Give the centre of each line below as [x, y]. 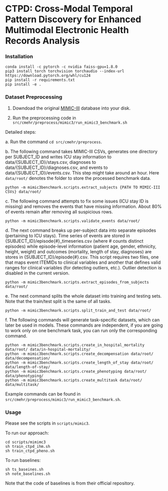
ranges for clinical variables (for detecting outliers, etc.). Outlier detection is [83, 267]
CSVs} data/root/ [23, 191]
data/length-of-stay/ [28, 367]
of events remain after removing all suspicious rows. [59, 212]
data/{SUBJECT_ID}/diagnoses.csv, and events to [56, 167]
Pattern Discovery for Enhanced [73, 19]
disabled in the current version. [37, 273]
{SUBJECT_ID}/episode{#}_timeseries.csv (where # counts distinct [74, 241]
